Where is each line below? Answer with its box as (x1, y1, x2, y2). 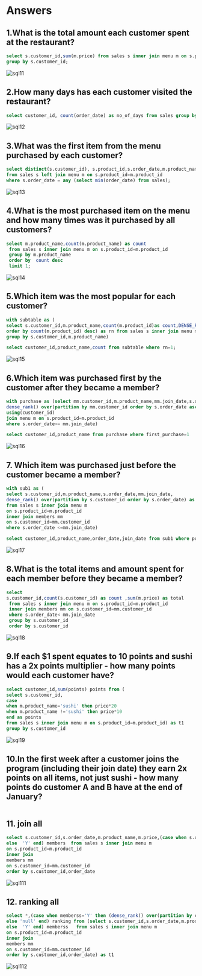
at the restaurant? (6, 37, 75, 47)
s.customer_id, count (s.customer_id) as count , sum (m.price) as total (6, 595, 185, 601)
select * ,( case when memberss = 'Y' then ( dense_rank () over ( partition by (6, 913, 192, 919)
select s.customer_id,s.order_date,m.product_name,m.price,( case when (6, 835, 187, 841)
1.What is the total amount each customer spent (6, 28, 189, 38)
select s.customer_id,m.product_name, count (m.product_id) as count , (6, 322, 179, 329)
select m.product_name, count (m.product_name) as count (6, 241, 147, 247)
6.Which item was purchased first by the (6, 373, 162, 383)
